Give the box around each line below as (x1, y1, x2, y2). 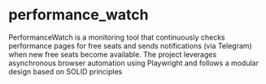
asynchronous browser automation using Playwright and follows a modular (8, 58, 259, 68)
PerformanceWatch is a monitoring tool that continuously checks (8, 32, 225, 42)
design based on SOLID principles (8, 66, 123, 76)
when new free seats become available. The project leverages (8, 49, 217, 59)
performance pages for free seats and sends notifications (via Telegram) (8, 40, 252, 50)
